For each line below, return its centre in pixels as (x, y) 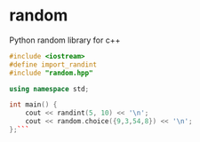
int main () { (33, 105)
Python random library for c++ (65, 40)
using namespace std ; (49, 89)
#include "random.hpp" (51, 73)
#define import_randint (53, 64)
